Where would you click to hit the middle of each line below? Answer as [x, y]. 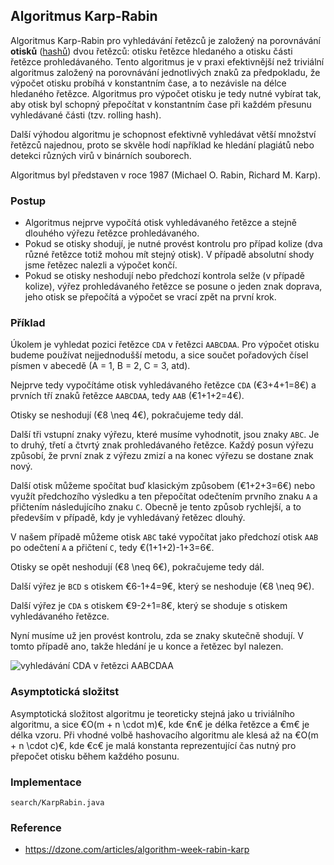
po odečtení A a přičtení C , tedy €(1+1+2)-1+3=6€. [112, 548]
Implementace [46, 782]
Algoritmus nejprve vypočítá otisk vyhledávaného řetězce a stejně [160, 223]
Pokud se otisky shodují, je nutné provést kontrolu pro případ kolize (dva [173, 244]
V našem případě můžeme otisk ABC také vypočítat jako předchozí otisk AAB [164, 537]
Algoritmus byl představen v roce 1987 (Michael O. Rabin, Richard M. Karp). [165, 175]
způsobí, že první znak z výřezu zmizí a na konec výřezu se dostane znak [162, 456]
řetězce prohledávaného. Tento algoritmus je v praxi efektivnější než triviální [167, 61]
